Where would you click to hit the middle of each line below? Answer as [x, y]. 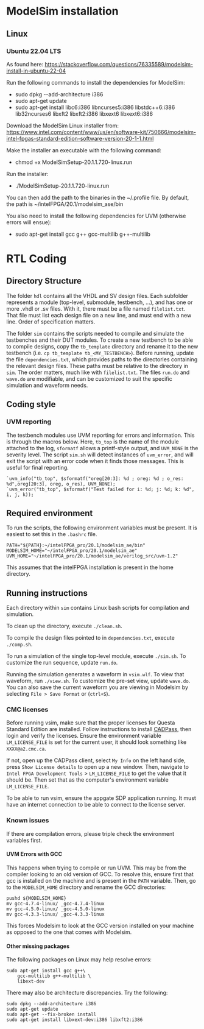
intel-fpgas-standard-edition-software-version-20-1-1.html [80, 138]
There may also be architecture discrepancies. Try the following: [87, 993]
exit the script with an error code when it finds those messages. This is [95, 461]
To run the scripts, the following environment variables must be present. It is [102, 528]
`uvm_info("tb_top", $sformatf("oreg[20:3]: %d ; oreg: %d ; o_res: [95, 479]
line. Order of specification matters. [51, 322]
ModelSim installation [62, 11]
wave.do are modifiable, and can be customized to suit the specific [89, 378]
